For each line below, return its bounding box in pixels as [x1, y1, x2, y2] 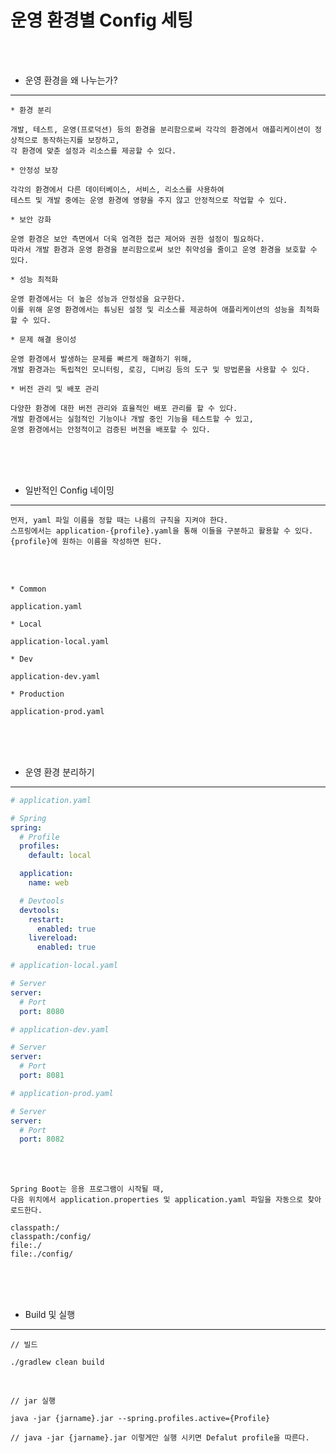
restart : [28, 914, 65, 925]
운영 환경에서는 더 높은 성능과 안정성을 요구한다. [10, 294, 186, 304]
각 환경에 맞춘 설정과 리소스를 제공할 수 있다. [10, 146, 177, 156]
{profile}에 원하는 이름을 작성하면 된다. [10, 536, 163, 546]
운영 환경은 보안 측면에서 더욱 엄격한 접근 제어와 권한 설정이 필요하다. [10, 234, 265, 244]
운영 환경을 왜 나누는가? [24, 74, 118, 86]
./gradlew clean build [10, 1357, 105, 1368]
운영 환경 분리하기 [24, 766, 95, 778]
